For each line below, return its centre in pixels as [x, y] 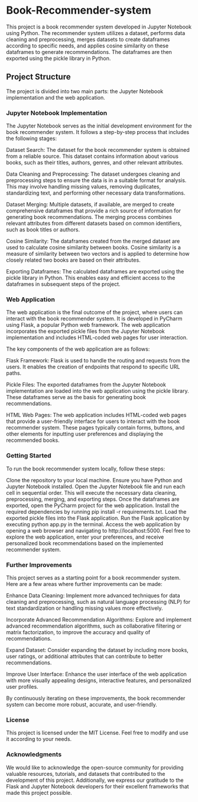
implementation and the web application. [56, 97]
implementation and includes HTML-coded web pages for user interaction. [97, 338]
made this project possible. [39, 793]
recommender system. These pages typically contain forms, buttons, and [95, 428]
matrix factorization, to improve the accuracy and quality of [78, 632]
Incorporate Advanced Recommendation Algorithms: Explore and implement [99, 619]
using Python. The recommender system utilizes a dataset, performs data [96, 33]
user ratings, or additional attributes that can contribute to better [85, 656]
